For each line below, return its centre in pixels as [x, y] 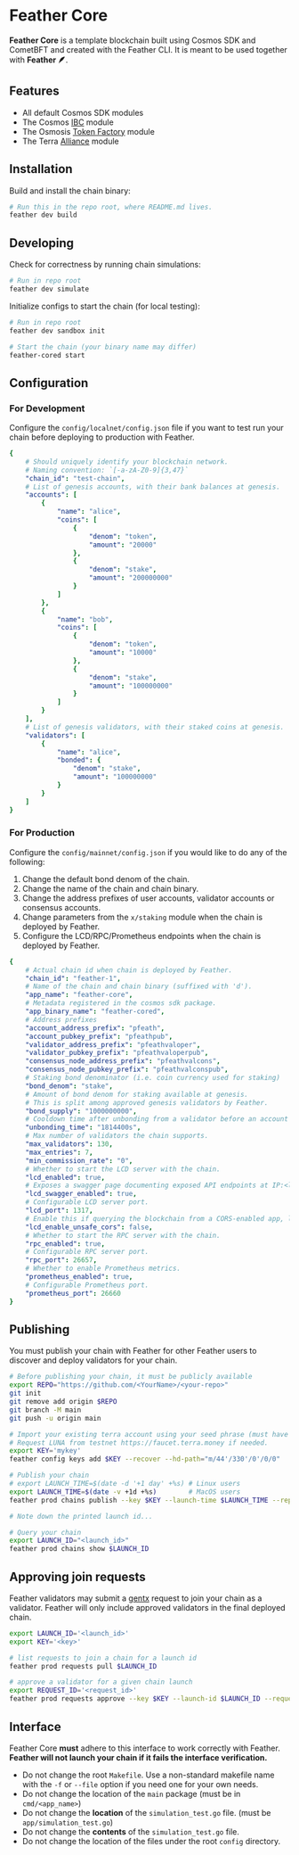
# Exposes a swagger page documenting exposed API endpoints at [147, 1186]
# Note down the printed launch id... [81, 1516]
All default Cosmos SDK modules [83, 112]
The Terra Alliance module [71, 141]
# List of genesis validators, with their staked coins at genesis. [155, 727]
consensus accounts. [61, 907]
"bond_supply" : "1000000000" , [81, 1111]
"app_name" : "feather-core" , [79, 995]
